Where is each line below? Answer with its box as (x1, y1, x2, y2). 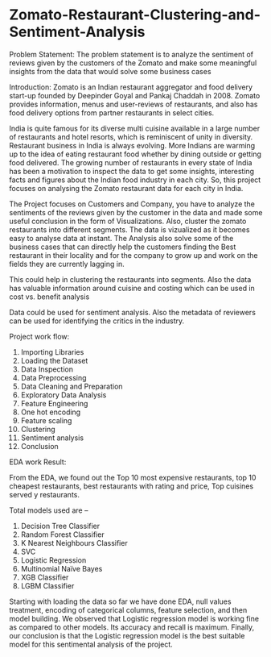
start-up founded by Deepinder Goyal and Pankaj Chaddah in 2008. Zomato (9, 90, 261, 100)
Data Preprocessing (20, 372, 87, 382)
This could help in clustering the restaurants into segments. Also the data (9, 274, 252, 284)
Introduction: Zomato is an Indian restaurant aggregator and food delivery (9, 82, 253, 92)
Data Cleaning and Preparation (20, 381, 123, 391)
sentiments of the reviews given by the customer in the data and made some (9, 207, 263, 217)
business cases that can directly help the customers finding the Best (9, 242, 236, 252)
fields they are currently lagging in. (9, 259, 125, 268)
